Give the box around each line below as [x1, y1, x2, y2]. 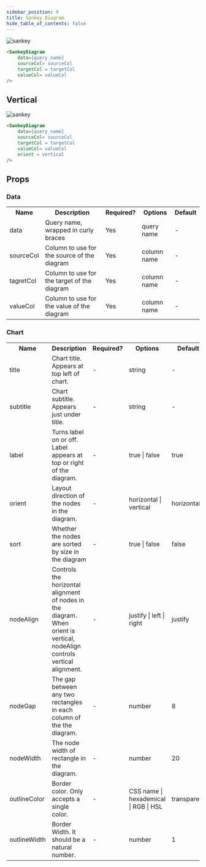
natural [51, 842, 72, 851]
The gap [51, 675, 76, 683]
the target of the [45, 277, 92, 286]
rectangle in [51, 753, 86, 762]
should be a [51, 835, 86, 844]
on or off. [51, 435, 78, 444]
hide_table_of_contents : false [6, 20, 86, 26]
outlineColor [9, 795, 45, 803]
